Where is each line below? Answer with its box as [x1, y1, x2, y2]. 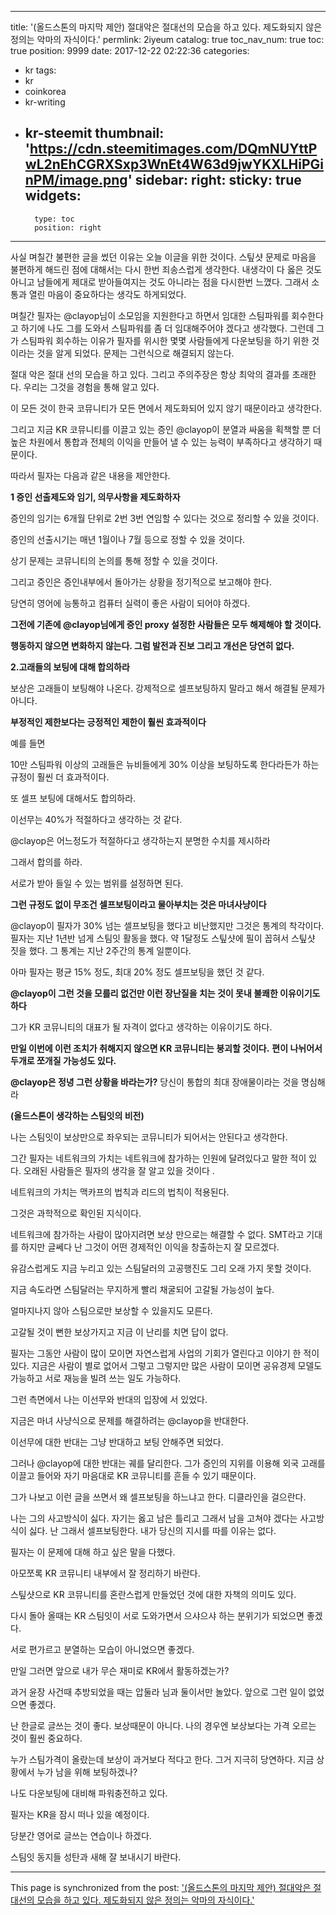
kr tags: [24, 64, 57, 76]
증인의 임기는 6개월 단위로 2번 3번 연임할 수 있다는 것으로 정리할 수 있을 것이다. [10, 512, 320, 524]
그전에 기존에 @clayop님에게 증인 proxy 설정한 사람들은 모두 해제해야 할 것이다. [10, 618, 322, 630]
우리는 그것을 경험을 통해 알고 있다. [23, 381, 160, 393]
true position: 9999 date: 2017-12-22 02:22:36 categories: [10, 45, 250, 56]
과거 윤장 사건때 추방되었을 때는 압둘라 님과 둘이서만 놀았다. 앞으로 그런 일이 [10, 1686, 307, 1698]
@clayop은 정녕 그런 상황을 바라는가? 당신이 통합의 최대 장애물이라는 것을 [10, 1076, 300, 1088]
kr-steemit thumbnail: [24, 125, 165, 142]
